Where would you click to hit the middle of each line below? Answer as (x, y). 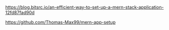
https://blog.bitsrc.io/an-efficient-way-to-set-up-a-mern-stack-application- (84, 7)
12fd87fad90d (20, 12)
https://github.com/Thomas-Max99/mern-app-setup (61, 22)
